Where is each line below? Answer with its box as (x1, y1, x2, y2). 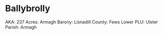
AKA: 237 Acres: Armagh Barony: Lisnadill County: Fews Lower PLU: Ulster (5, 19, 159, 25)
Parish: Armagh (5, 24, 37, 30)
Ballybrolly (5, 3, 51, 14)
